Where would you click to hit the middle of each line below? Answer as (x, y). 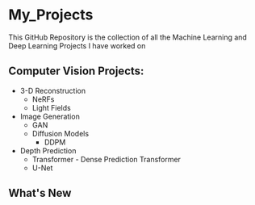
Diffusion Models (61, 133)
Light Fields (51, 107)
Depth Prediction (48, 150)
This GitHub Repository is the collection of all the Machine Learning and (128, 37)
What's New (40, 193)
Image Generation (50, 116)
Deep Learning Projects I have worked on (77, 45)
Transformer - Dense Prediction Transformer (107, 159)
